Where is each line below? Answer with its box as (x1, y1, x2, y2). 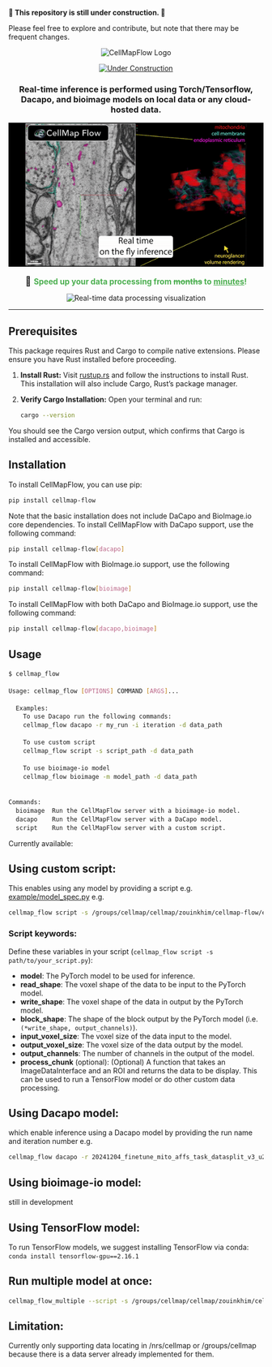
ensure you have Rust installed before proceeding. (8, 355, 176, 364)
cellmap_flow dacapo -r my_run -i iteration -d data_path (23, 721, 223, 729)
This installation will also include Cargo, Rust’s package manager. (19, 379, 238, 389)
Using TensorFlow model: (8, 1221, 140, 1235)
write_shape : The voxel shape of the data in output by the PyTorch (19, 996, 244, 1006)
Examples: (15, 704, 49, 712)
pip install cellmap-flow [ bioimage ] (8, 585, 132, 593)
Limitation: (8, 1319, 64, 1334)
